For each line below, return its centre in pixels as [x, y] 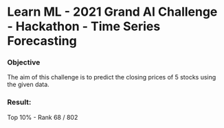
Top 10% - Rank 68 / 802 [43, 117]
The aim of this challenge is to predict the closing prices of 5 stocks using [112, 77]
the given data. [28, 85]
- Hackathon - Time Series [84, 26]
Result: [19, 102]
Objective [24, 62]
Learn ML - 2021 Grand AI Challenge [112, 12]
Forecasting [42, 41]
